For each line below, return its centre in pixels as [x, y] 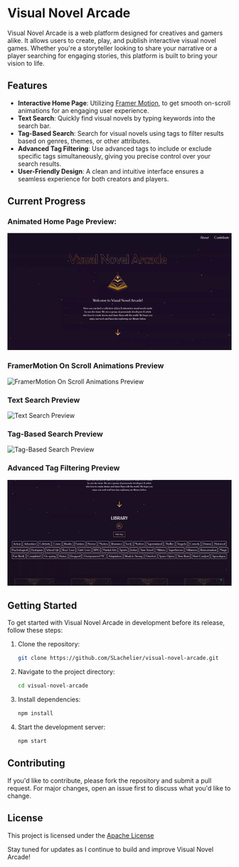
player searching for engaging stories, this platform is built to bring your [113, 56]
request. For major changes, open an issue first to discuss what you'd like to [119, 788]
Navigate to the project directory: [66, 672]
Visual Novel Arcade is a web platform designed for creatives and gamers [115, 33]
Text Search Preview [44, 400]
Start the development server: [62, 727]
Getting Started [42, 605]
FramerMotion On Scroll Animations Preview [86, 366]
